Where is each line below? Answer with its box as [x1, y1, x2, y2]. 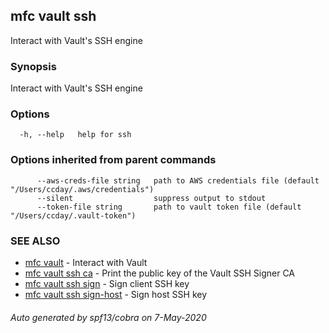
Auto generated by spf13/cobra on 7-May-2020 [10, 311, 207, 323]
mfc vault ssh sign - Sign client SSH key [24, 278, 190, 289]
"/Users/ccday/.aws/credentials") [10, 184, 155, 194]
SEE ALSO [10, 234, 61, 248]
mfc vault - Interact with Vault [24, 257, 148, 268]
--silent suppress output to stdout [36, 193, 267, 203]
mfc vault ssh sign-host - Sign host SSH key [24, 289, 208, 300]
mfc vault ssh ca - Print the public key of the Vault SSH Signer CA [24, 267, 296, 279]
